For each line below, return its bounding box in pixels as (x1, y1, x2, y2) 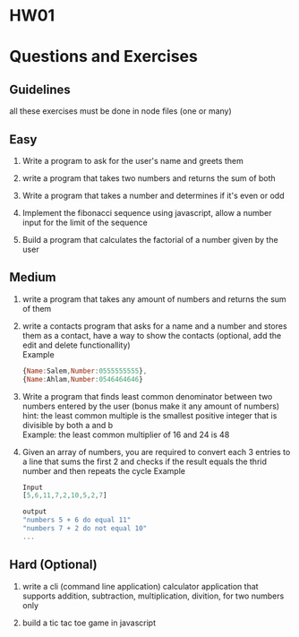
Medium (9, 270, 56, 285)
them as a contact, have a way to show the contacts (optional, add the (21, 330, 282, 340)
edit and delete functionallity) (21, 340, 132, 350)
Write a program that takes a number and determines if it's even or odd (21, 190, 285, 201)
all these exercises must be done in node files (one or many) (9, 106, 233, 116)
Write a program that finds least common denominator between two (21, 391, 273, 401)
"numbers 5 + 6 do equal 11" (21, 516, 132, 525)
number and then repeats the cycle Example (21, 465, 186, 476)
